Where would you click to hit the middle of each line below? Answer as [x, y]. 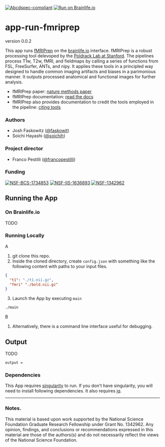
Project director [24, 149]
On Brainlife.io [23, 212]
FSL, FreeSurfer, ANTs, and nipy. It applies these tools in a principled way [79, 66]
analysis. [14, 82]
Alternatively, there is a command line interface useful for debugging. [82, 327]
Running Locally [25, 236]
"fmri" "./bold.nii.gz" [34, 284]
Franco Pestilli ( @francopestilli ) [44, 159]
